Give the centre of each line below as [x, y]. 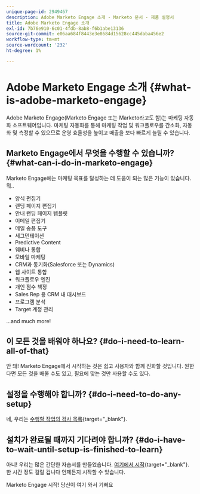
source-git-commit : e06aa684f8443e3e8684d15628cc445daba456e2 [85, 34]
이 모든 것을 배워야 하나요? [52, 341]
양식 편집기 [28, 198]
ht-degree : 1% [24, 51]
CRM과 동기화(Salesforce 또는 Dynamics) [65, 264]
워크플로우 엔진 [33, 279]
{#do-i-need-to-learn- [142, 341]
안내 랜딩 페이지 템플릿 [41, 213]
